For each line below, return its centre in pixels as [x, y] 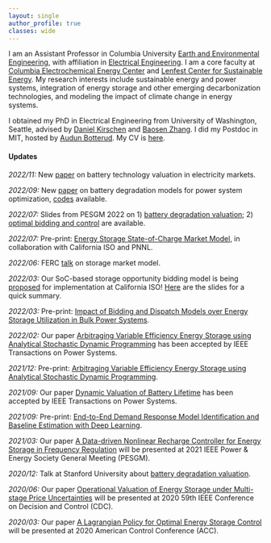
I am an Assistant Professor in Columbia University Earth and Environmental [134, 54]
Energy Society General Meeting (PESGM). [79, 457]
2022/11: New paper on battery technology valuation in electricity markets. [132, 174]
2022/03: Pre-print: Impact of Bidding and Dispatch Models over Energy [128, 311]
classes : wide [32, 31]
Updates [23, 156]
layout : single [34, 16]
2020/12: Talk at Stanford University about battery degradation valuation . [130, 474]
